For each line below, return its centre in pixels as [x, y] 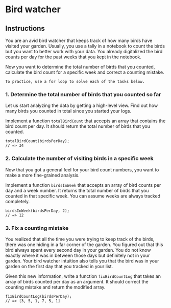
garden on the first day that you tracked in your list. [59, 266]
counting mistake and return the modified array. [55, 287]
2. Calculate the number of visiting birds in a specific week [79, 159]
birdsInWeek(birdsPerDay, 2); [38, 211]
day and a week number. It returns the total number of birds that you [77, 190]
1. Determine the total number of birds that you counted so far [83, 94]
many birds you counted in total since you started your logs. [68, 111]
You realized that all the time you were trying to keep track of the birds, [80, 239]
